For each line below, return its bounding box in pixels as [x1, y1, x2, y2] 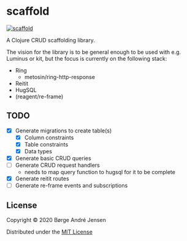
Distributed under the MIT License [6, 228, 93, 235]
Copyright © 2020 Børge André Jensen [6, 216, 106, 224]
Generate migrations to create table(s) [15, 127, 112, 134]
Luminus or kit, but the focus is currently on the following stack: [6, 55, 167, 62]
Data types [24, 147, 52, 155]
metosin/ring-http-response [24, 73, 95, 80]
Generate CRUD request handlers [15, 161, 100, 169]
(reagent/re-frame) [15, 93, 64, 100]
